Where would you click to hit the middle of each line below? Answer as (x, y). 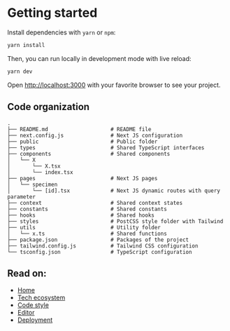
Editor (26, 313)
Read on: (27, 273)
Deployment (35, 320)
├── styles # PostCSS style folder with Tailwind (115, 221)
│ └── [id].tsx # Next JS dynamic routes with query (114, 191)
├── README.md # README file (79, 129)
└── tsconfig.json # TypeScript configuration (100, 252)
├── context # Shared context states (95, 203)
